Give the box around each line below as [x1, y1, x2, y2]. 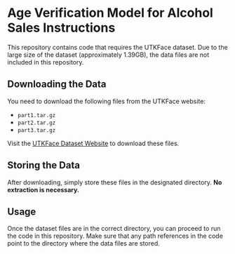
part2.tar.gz [17, 119, 56, 126]
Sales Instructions [7, 20, 116, 36]
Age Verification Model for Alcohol [7, 5, 214, 21]
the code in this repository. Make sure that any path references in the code [7, 232, 223, 240]
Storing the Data [7, 159, 81, 171]
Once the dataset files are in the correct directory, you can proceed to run [7, 225, 221, 233]
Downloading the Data [7, 79, 107, 91]
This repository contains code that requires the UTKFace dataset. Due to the [7, 43, 228, 51]
